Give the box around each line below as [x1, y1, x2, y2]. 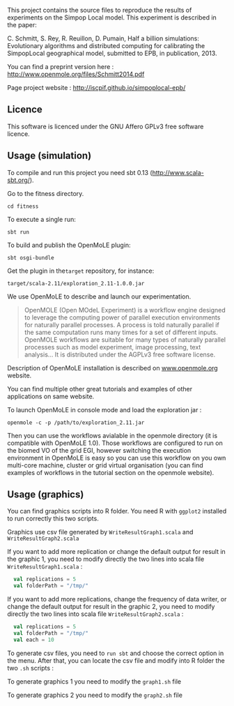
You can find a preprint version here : [7, 63, 114, 70]
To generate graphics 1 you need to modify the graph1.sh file [7, 677, 182, 686]
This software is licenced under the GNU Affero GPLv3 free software [7, 122, 204, 130]
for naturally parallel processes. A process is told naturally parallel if [24, 320, 219, 329]
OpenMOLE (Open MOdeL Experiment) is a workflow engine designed [24, 306, 226, 314]
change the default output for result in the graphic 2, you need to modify [7, 603, 215, 611]
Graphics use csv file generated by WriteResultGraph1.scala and [7, 528, 194, 536]
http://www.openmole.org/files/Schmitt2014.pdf [7, 70, 145, 78]
